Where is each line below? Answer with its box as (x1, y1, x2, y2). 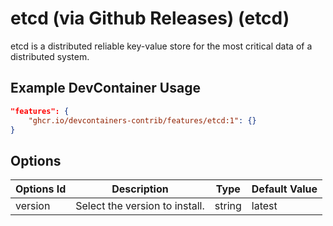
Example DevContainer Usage (10, 80, 201, 97)
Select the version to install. (75, 199, 205, 213)
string (214, 199, 242, 213)
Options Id (15, 182, 67, 196)
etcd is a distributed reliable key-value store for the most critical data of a (10, 40, 313, 52)
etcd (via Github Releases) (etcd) (10, 7, 290, 30)
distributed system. (10, 50, 90, 62)
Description (111, 182, 169, 196)
